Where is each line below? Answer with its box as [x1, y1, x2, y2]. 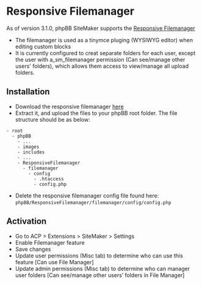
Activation [6, 216, 47, 227]
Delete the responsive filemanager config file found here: [15, 191, 159, 199]
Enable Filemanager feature [15, 239, 85, 246]
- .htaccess [33, 176, 64, 182]
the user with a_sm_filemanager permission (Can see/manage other [15, 56, 186, 63]
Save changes [15, 245, 51, 253]
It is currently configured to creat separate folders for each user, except [15, 49, 196, 56]
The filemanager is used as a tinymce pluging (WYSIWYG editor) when [15, 36, 193, 43]
